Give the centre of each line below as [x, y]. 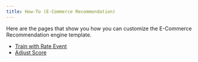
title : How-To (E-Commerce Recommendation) [61, 12]
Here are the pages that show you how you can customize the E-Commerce [99, 28]
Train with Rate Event [41, 46]
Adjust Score [31, 52]
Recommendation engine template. [49, 35]
